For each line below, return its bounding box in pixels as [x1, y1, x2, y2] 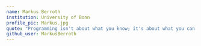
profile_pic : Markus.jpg [6, 20, 69, 26]
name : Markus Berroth [6, 8, 61, 15]
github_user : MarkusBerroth [6, 31, 77, 37]
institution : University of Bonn [6, 14, 90, 20]
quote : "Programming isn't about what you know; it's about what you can [6, 25, 196, 32]
